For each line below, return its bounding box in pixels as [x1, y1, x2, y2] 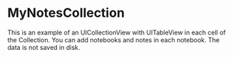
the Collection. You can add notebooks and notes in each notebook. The [7, 35, 219, 44]
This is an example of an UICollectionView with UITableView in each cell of [7, 28, 226, 37]
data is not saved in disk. [7, 43, 81, 51]
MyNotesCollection [7, 5, 125, 21]
